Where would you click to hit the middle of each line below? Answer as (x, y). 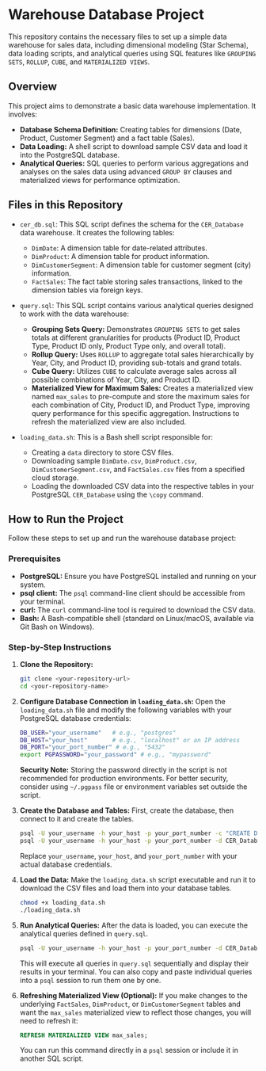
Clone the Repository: (56, 664)
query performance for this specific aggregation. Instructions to (135, 413)
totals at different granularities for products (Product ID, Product (136, 337)
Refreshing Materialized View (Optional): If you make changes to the (133, 995)
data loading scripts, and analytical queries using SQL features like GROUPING (132, 53)
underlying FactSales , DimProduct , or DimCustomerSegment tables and (130, 1004)
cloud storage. (55, 478)
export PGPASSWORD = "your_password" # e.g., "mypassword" (116, 755)
